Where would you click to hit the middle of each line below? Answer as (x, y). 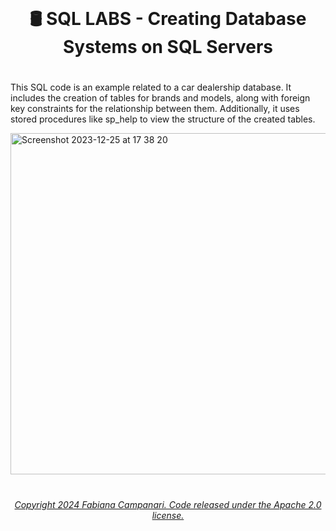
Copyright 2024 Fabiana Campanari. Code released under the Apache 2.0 (168, 504)
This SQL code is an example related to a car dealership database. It (151, 87)
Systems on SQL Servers (168, 47)
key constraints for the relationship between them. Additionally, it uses (155, 109)
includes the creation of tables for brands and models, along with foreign (160, 98)
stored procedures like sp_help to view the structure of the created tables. (163, 119)
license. (168, 515)
